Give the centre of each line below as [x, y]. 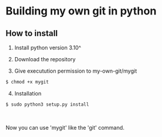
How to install [32, 33]
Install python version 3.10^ [48, 47]
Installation [28, 93]
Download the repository [45, 59]
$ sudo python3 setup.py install [47, 104]
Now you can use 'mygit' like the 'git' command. [65, 127]
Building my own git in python [81, 11]
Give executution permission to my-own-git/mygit [76, 71]
